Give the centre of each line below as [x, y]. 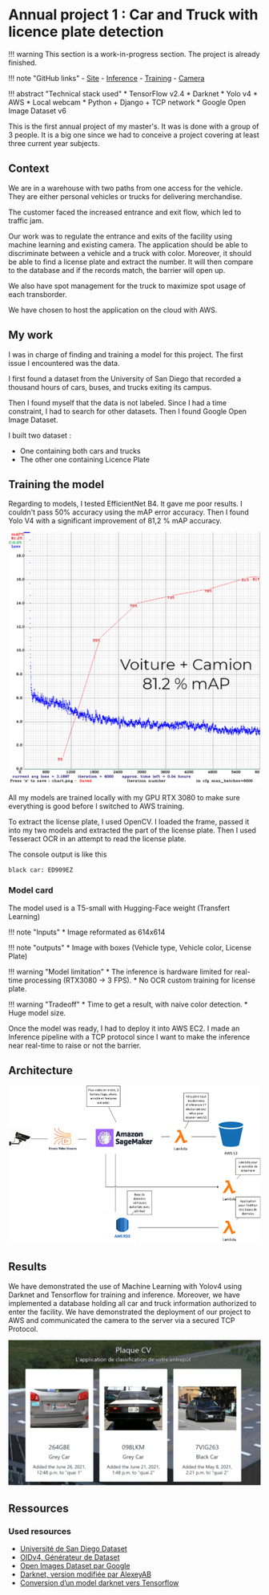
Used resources [40, 1531]
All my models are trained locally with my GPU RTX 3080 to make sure [124, 798]
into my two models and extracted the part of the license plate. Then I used [132, 830]
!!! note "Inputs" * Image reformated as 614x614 [87, 932]
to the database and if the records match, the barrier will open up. [117, 270]
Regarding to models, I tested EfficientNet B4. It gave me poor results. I [125, 504]
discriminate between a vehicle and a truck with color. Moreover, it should [130, 253]
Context [29, 169]
